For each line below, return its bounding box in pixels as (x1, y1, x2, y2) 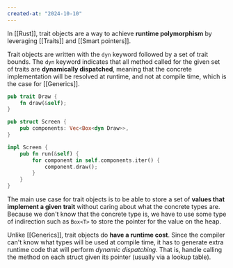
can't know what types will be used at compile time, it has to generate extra (7, 238, 224, 246)
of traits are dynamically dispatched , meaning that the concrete (7, 65, 193, 73)
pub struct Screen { (7, 119, 67, 126)
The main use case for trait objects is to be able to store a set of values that (7, 195, 225, 203)
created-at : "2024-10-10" (7, 10, 82, 17)
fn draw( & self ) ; (19, 99, 67, 106)
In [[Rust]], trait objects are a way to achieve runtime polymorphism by (7, 29, 212, 37)
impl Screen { (7, 144, 49, 151)
